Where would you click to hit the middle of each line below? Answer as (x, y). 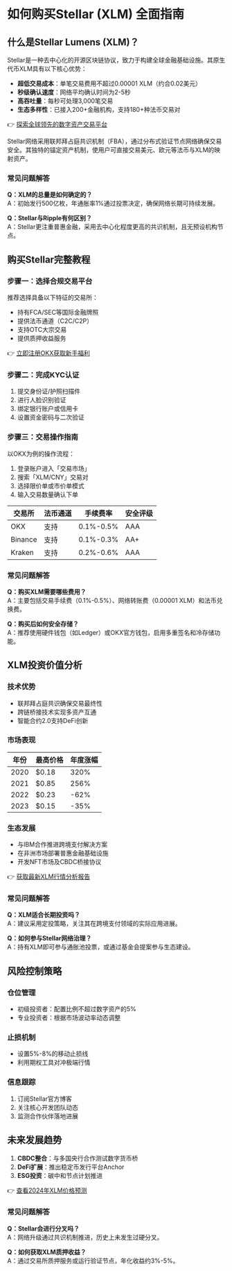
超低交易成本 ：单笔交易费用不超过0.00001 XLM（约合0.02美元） (109, 83)
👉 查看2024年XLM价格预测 (47, 1190)
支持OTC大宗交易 (42, 329)
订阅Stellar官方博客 (45, 1099)
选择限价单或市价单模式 (51, 485)
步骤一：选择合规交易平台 (50, 281)
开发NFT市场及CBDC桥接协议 (59, 862)
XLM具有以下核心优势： (53, 69)
